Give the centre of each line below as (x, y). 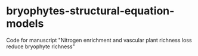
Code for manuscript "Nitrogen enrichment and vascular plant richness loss (99, 40)
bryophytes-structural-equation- (90, 11)
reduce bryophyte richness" (41, 46)
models (25, 24)
